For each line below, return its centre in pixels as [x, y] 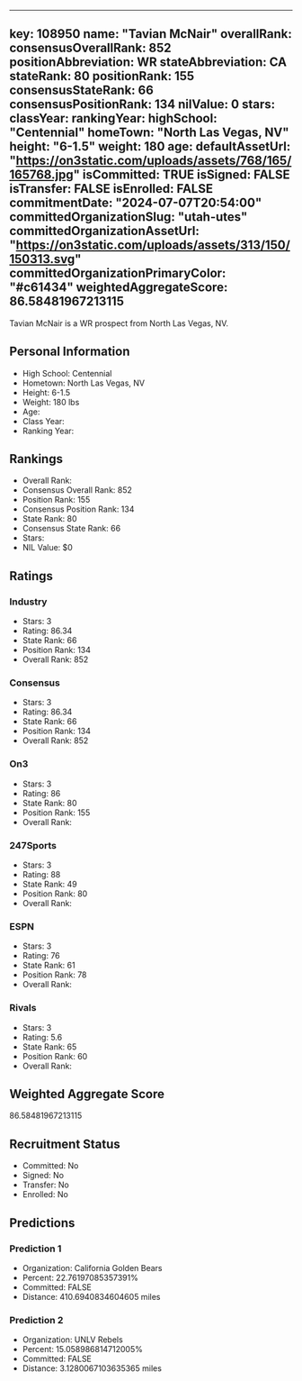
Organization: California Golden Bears [92, 1267]
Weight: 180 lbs [51, 402]
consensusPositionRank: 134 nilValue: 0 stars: [142, 104]
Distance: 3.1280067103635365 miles [92, 1368]
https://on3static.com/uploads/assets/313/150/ [153, 245]
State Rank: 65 [49, 1047]
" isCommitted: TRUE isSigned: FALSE [182, 175]
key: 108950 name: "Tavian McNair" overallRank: [151, 34]
